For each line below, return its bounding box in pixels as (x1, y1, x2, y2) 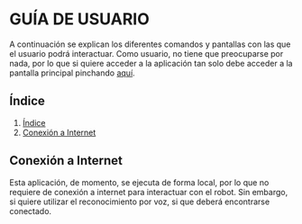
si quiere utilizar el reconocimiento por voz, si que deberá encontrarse (9, 196, 270, 207)
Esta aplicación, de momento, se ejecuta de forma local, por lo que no (9, 176, 270, 188)
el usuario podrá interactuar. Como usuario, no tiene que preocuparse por (9, 48, 284, 58)
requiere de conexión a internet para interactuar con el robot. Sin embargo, (9, 186, 288, 197)
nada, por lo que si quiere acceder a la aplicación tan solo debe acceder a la (9, 58, 293, 68)
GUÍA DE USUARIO (9, 9, 151, 30)
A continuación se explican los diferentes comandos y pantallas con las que (9, 39, 291, 49)
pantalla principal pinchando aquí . (9, 67, 135, 78)
